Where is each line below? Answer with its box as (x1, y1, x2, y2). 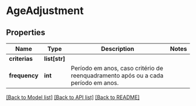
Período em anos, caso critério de (71, 64, 163, 72)
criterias (9, 54, 33, 63)
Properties (6, 28, 45, 37)
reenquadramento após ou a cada (71, 71, 164, 80)
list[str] (44, 54, 65, 63)
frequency (9, 71, 39, 80)
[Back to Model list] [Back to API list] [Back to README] (6, 94, 140, 101)
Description (101, 45, 134, 53)
